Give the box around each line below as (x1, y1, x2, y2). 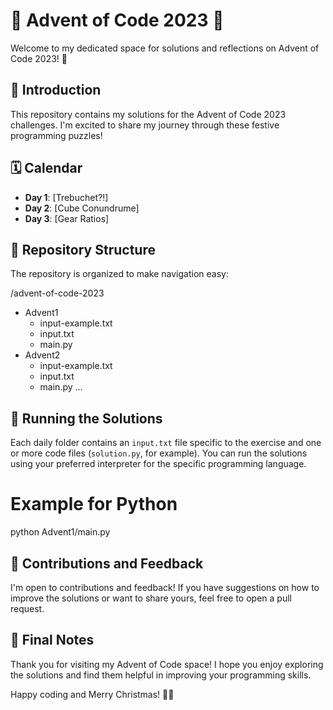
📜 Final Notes (10, 632, 95, 649)
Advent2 (24, 349, 61, 361)
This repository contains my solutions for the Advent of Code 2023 (10, 108, 287, 120)
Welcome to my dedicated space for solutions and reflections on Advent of (10, 42, 320, 54)
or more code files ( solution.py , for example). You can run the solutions (10, 447, 308, 459)
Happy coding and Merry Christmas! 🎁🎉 (10, 688, 175, 700)
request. (10, 602, 45, 614)
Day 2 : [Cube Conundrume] (24, 202, 140, 214)
